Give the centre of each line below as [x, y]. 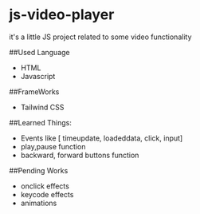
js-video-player [62, 15]
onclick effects [45, 186]
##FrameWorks [34, 91]
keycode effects [47, 194]
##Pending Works [39, 170]
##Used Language [39, 52]
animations [39, 203]
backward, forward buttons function [80, 155]
